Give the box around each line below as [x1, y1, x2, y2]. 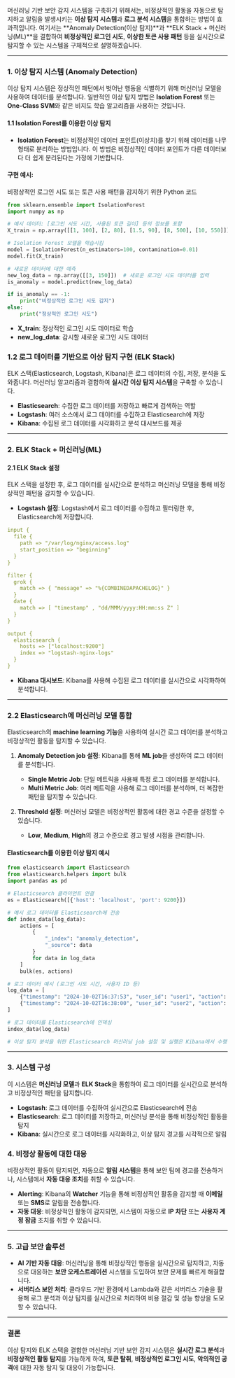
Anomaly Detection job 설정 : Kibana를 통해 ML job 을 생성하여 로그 [17, 752, 205, 760]
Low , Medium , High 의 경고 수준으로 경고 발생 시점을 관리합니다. [27, 831, 205, 840]
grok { [13, 578, 33, 586]
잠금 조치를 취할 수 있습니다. [24, 1216, 101, 1225]
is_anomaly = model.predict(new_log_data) [7, 279, 133, 286]
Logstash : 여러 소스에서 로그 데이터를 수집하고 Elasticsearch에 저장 [17, 410, 205, 419]
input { [7, 527, 30, 534]
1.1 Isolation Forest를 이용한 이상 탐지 [7, 118, 111, 127]
